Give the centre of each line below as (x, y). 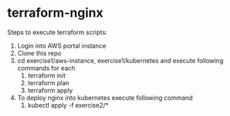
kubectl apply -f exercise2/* (68, 105)
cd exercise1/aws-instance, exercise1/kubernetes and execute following (120, 60)
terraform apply (50, 90)
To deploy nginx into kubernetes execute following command (105, 97)
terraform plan (48, 82)
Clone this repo (39, 53)
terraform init (47, 75)
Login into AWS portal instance (62, 45)
